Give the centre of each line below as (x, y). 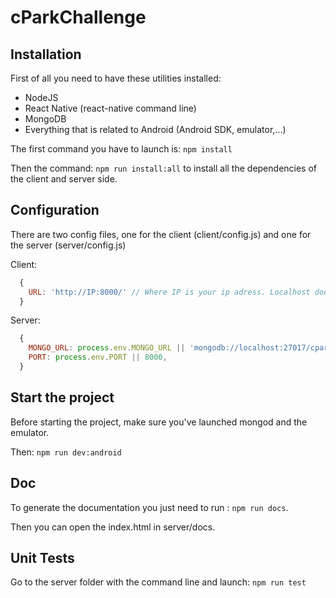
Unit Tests (42, 557)
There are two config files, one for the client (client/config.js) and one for (161, 234)
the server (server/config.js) (68, 245)
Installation (46, 54)
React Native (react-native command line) (110, 108)
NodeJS (41, 97)
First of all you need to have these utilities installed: (116, 78)
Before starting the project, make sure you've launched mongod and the (159, 422)
